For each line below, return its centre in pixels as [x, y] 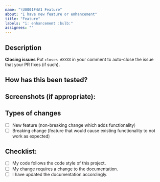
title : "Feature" [23, 19]
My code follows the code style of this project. [59, 163]
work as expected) [31, 136]
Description [23, 48]
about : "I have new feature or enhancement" [51, 14]
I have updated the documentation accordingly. [60, 174]
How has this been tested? [46, 80]
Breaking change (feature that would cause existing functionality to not [84, 131]
